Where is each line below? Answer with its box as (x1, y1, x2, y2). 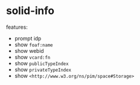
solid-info (6, 4, 54, 18)
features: (6, 23, 28, 30)
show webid (14, 47, 44, 54)
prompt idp (14, 35, 42, 42)
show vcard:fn (14, 53, 51, 60)
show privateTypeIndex (14, 66, 71, 73)
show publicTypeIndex (14, 60, 69, 67)
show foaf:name (14, 41, 53, 48)
